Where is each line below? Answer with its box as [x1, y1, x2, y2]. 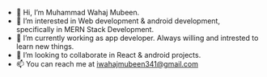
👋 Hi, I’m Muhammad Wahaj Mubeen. [15, 8, 140, 17]
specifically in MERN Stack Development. [15, 25, 155, 34]
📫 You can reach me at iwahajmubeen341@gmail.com [15, 59, 198, 68]
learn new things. [15, 42, 74, 51]
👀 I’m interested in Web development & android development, [15, 16, 221, 26]
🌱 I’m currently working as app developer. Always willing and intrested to [15, 33, 259, 43]
